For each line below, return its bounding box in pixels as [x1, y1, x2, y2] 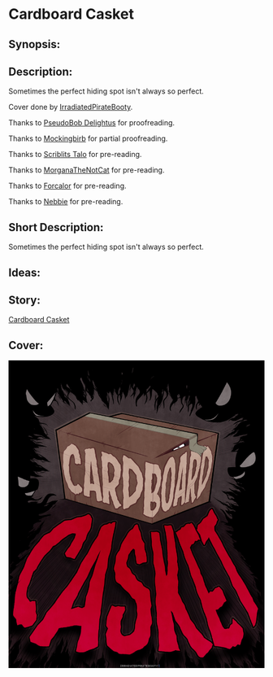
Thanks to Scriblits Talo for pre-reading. [8, 150, 142, 159]
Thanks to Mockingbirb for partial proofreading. [8, 133, 168, 143]
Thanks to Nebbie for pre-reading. [8, 197, 123, 207]
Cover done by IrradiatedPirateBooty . [8, 103, 133, 112]
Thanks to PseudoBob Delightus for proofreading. [8, 118, 175, 128]
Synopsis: [8, 37, 61, 51]
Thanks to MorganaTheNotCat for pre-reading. [8, 165, 165, 175]
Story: [8, 293, 41, 307]
